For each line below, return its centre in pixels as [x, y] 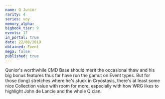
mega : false [17, 51]
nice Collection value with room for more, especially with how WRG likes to [82, 86]
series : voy [17, 19]
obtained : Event [22, 47]
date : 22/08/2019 [23, 42]
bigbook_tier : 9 [22, 28]
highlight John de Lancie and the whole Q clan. [54, 91]
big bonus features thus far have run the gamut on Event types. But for [78, 76]
